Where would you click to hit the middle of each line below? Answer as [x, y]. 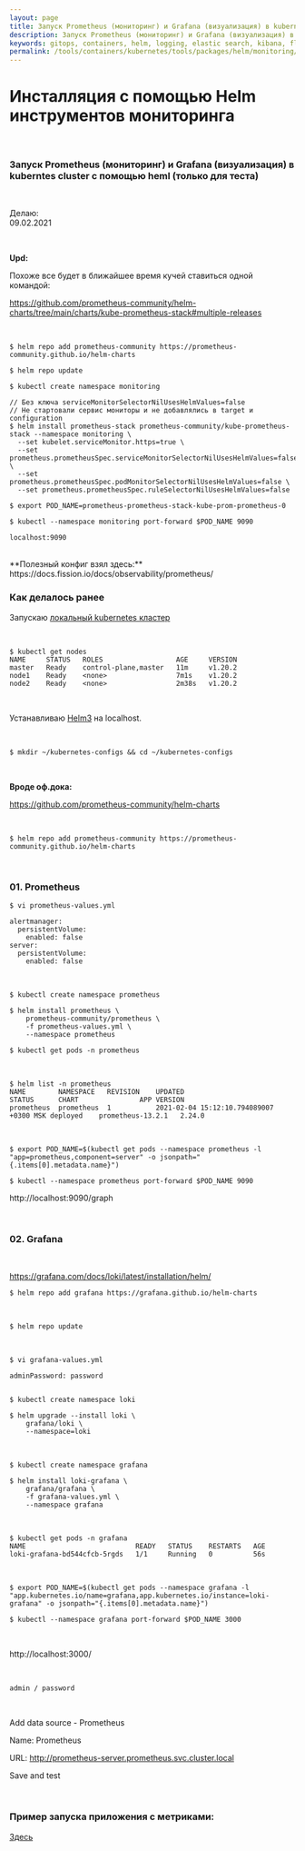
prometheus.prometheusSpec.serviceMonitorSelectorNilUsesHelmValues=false [154, 458]
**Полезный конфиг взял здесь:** [76, 564]
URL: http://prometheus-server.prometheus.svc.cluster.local [122, 1758]
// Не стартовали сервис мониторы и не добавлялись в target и [132, 411]
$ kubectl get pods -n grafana [69, 1538]
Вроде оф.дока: [41, 786]
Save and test [35, 1776]
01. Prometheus [44, 887]
